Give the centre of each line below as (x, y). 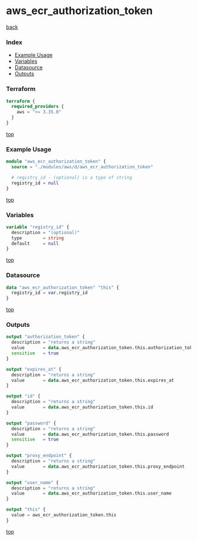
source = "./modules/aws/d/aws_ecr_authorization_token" (82, 167)
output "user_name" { (33, 482)
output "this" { (26, 510)
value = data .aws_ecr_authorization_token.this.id (82, 407)
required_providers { (38, 107)
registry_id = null (35, 183)
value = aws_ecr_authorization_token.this (64, 515)
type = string (38, 238)
